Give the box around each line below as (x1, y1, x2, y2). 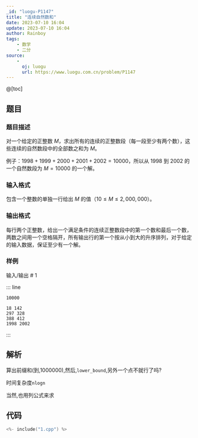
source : (6, 53, 25, 58)
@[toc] (6, 85, 23, 92)
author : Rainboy (6, 31, 46, 37)
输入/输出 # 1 (6, 272, 37, 279)
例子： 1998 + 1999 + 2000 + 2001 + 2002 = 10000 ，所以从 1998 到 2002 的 (6, 157, 190, 164)
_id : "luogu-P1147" (6, 8, 54, 15)
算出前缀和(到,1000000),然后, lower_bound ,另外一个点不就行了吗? (6, 367, 162, 374)
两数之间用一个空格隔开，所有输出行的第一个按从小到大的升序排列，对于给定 (6, 234, 192, 241)
